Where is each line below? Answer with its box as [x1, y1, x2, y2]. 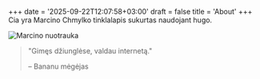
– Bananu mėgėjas [27, 61, 90, 71]
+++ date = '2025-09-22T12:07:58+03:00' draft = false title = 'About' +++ [8, 7, 253, 16]
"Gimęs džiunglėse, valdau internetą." [27, 46, 153, 55]
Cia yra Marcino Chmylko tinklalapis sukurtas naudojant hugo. [8, 15, 213, 25]
